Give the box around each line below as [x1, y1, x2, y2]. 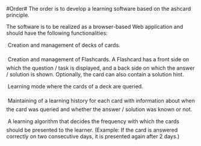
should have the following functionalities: [6, 29, 108, 37]
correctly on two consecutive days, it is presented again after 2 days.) [6, 133, 180, 140]
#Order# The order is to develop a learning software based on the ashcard [6, 5, 191, 12]
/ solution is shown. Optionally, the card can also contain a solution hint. [6, 71, 184, 78]
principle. [6, 11, 30, 19]
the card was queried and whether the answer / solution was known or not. [6, 106, 193, 113]
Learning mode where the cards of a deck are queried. [7, 83, 143, 90]
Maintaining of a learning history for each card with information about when [7, 97, 196, 104]
